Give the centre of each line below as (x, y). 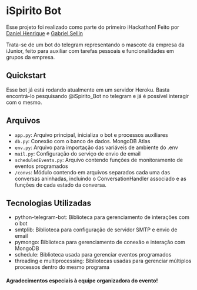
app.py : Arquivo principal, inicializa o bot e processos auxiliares (91, 135)
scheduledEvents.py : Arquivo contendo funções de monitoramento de (99, 160)
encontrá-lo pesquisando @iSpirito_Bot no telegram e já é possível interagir (98, 96)
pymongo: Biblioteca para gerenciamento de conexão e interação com (100, 242)
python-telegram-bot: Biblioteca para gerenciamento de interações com (102, 217)
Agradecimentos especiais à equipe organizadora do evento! (82, 281)
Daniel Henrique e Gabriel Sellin (45, 33)
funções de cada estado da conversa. (61, 185)
